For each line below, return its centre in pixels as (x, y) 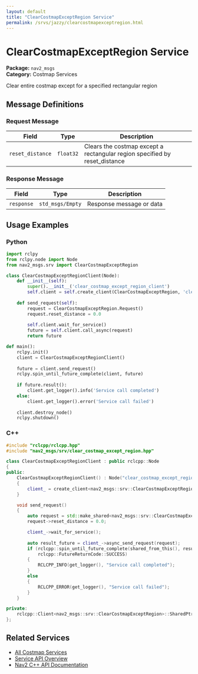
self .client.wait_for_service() (67, 325)
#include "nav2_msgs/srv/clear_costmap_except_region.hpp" (80, 451)
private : (17, 608)
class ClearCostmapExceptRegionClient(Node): (63, 276)
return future (44, 336)
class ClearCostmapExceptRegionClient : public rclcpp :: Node (83, 462)
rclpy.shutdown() (38, 418)
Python (17, 241)
